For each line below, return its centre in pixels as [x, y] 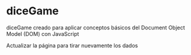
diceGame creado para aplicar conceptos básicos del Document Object [96, 27]
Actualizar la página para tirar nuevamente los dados [72, 45]
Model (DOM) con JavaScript [43, 33]
